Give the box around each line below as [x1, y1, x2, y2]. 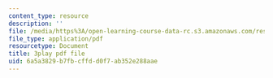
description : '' [8, 19, 63, 28]
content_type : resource [8, 11, 89, 20]
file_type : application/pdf [8, 34, 104, 43]
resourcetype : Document [8, 42, 89, 50]
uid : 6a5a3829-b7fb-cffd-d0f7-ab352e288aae [8, 58, 158, 66]
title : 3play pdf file [8, 50, 85, 58]
